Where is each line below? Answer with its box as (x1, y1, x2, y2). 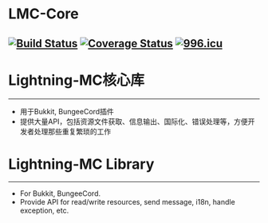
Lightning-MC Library (8, 155, 155, 173)
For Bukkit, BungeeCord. (19, 189, 101, 198)
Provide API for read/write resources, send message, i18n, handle (19, 197, 235, 207)
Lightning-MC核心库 (8, 71, 145, 89)
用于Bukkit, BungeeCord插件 (19, 106, 114, 116)
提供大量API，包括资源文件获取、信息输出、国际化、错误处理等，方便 (19, 117, 249, 126)
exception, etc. (19, 205, 69, 216)
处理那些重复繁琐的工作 (33, 126, 112, 136)
